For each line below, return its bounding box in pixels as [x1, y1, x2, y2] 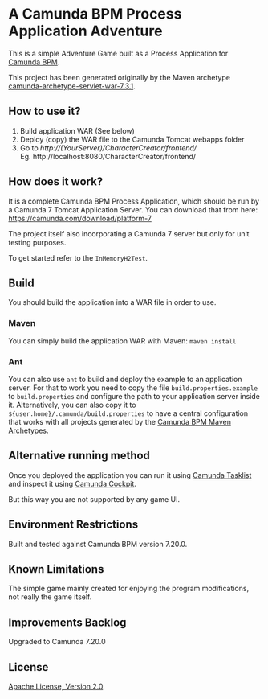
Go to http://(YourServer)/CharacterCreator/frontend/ [19, 142, 197, 153]
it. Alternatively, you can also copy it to [8, 400, 136, 409]
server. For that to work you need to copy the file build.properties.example [8, 383, 258, 393]
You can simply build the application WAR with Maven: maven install [8, 335, 237, 346]
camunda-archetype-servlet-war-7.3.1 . [8, 81, 136, 91]
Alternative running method [8, 449, 151, 463]
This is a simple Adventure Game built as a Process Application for [8, 48, 229, 58]
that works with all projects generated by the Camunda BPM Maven [8, 417, 231, 426]
